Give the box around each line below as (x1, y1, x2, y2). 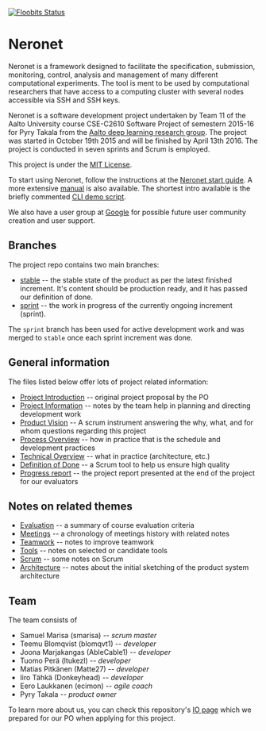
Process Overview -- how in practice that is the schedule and (19, 434, 221, 444)
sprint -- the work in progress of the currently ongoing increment (19, 300, 233, 310)
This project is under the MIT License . (8, 160, 133, 169)
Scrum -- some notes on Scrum (19, 554, 124, 564)
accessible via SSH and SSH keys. (8, 95, 121, 105)
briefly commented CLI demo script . (8, 191, 127, 202)
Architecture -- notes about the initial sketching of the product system (19, 563, 249, 572)
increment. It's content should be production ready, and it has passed (19, 283, 248, 293)
